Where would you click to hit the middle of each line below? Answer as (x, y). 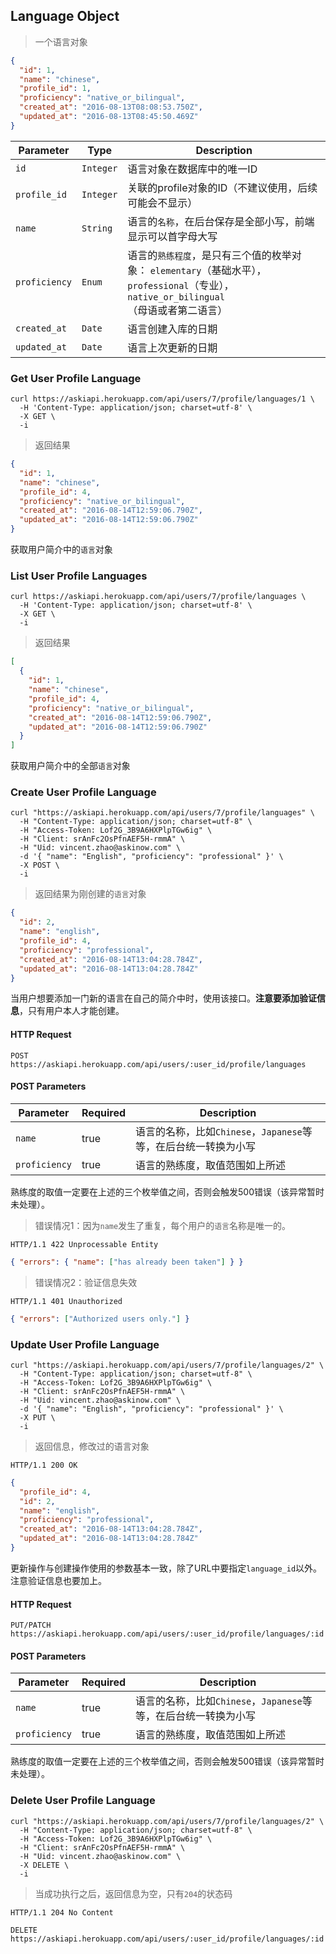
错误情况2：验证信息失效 (86, 1282)
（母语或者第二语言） (177, 310)
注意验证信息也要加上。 (58, 1580)
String (97, 228)
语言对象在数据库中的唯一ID (192, 169)
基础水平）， (239, 270)
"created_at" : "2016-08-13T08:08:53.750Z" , (111, 107)
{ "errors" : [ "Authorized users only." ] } (100, 1319)
